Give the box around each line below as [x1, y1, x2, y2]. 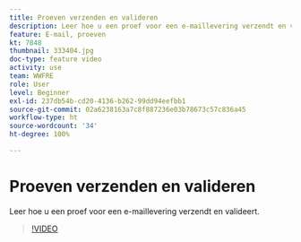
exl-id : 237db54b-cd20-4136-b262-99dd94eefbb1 [9, 96, 186, 106]
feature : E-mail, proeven [9, 30, 106, 39]
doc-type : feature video [9, 55, 102, 64]
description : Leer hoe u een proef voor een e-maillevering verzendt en [9, 22, 287, 30]
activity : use [9, 64, 63, 73]
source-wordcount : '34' [9, 122, 99, 131]
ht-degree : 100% [9, 130, 70, 139]
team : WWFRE [9, 72, 54, 81]
